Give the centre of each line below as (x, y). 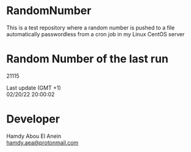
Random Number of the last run (88, 59)
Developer (33, 119)
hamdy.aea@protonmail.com (42, 142)
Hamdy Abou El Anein (34, 136)
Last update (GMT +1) (34, 88)
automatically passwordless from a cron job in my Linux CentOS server (95, 34)
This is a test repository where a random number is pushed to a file (91, 28)
